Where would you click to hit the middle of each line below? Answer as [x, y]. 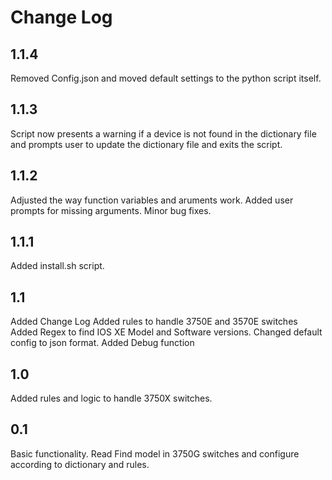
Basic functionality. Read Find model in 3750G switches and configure [155, 453]
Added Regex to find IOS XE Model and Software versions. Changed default [166, 332]
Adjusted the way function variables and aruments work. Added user [152, 200]
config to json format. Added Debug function [102, 343]
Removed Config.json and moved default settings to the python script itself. [166, 78]
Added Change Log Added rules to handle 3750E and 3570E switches [154, 322]
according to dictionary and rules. [80, 464]
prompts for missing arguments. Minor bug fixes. [111, 210]
